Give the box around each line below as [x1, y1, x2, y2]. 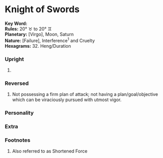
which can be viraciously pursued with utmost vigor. [12, 97, 122, 103]
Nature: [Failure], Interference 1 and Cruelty [5, 37, 95, 44]
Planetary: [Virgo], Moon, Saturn [5, 31, 74, 37]
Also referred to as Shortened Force [12, 148, 87, 154]
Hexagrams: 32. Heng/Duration [5, 43, 72, 49]
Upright [5, 55, 24, 62]
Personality [5, 109, 34, 116]
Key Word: [5, 20, 27, 26]
